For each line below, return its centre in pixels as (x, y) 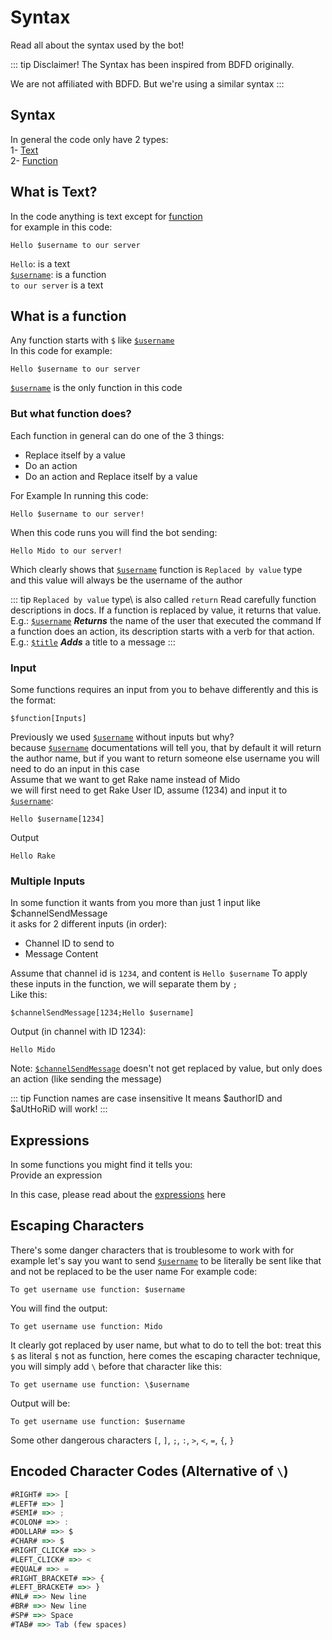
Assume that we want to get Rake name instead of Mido (125, 779)
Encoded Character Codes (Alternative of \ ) (149, 1471)
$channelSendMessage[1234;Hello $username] (102, 1013)
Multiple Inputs (48, 881)
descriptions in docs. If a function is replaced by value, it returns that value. (166, 610)
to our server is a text (57, 285)
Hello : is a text (40, 263)
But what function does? (71, 414)
